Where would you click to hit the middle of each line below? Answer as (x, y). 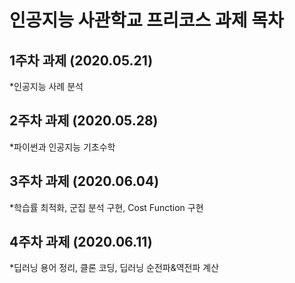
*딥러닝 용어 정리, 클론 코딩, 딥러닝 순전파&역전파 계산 (114, 268)
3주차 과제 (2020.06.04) (84, 181)
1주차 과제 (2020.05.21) (81, 60)
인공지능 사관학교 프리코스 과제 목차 (146, 20)
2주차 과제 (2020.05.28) (84, 121)
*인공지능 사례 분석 (46, 86)
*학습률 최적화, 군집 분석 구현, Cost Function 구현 (106, 207)
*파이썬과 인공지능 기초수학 (62, 147)
